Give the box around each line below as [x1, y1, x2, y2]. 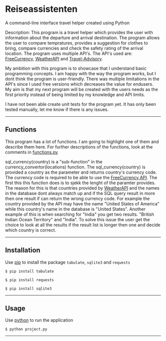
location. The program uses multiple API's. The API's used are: [5, 50, 132, 56]
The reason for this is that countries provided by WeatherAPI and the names [5, 185, 160, 191]
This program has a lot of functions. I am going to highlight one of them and [5, 139, 159, 145]
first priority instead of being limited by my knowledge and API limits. [5, 92, 145, 97]
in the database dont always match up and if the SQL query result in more [5, 190, 155, 196]
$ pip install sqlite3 [5, 286, 52, 291]
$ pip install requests [5, 277, 54, 283]
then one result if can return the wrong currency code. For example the [5, 195, 150, 201]
